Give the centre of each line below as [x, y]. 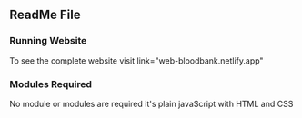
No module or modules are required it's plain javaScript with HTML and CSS [151, 103]
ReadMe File [45, 15]
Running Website [48, 41]
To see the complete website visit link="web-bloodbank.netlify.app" [136, 60]
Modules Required [51, 84]
